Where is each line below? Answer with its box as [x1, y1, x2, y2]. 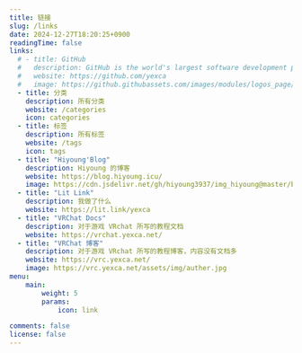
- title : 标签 [17, 122, 67, 131]
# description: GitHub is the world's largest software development [17, 64, 288, 73]
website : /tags [25, 138, 83, 147]
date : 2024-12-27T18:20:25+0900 [9, 30, 130, 39]
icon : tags [25, 146, 67, 155]
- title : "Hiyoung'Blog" [17, 154, 111, 164]
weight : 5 [41, 288, 78, 297]
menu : [9, 272, 30, 281]
